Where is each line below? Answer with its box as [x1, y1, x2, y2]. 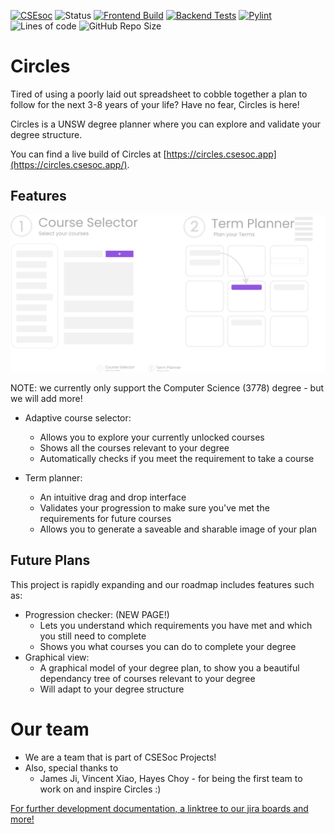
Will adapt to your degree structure [39, 683, 185, 695]
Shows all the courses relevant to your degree [39, 441, 230, 454]
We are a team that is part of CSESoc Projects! [24, 751, 217, 763]
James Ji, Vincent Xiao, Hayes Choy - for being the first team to [39, 772, 303, 784]
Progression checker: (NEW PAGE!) [24, 608, 170, 620]
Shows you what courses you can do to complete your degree [39, 640, 297, 652]
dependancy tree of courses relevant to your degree [39, 672, 256, 684]
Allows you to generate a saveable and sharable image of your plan [39, 523, 318, 535]
